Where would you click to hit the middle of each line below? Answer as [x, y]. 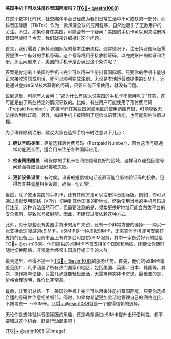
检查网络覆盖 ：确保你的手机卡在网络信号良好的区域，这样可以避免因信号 [88, 160]
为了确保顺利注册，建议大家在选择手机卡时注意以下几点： [65, 132]
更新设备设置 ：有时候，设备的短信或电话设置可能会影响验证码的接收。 [86, 177]
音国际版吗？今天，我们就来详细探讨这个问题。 [54, 38]
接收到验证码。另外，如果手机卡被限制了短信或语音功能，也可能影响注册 [85, 115]
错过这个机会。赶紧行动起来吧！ [43, 321]
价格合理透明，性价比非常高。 [36, 280]
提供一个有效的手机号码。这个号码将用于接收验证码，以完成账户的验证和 [85, 55]
